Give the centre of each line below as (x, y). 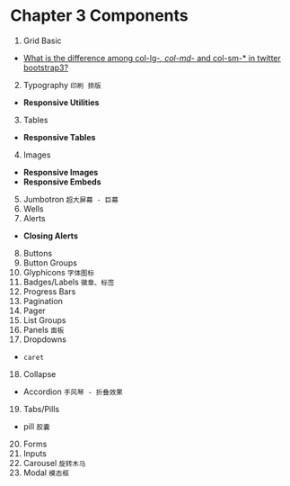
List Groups (44, 319)
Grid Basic (42, 40)
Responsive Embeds (62, 182)
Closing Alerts (51, 236)
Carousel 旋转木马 (54, 463)
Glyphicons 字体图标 (59, 272)
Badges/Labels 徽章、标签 (69, 282)
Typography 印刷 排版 (62, 85)
